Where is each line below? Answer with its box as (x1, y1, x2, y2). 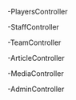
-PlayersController (7, 7, 68, 16)
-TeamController (7, 38, 62, 47)
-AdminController (7, 84, 65, 94)
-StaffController (7, 22, 59, 31)
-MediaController (7, 69, 65, 78)
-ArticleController (7, 54, 65, 62)
